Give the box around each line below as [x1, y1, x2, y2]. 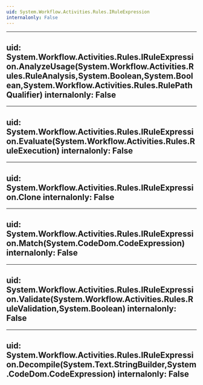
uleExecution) [6, 146, 60, 156]
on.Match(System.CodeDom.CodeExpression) [6, 238, 185, 248]
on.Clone [6, 192, 41, 202]
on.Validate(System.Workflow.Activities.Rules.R [6, 294, 193, 305]
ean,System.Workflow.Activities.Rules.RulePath [6, 80, 193, 91]
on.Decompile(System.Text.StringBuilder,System [6, 359, 197, 369]
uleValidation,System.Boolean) [6, 303, 126, 314]
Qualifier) [6, 89, 43, 100]
